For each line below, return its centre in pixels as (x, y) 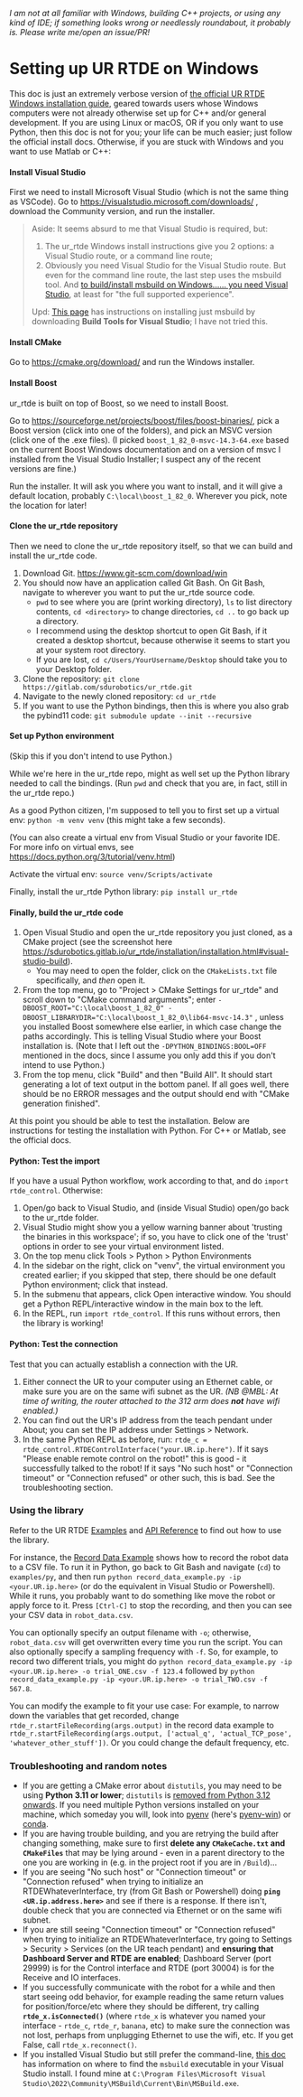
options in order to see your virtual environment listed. (123, 1247)
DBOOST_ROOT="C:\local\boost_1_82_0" (93, 1008)
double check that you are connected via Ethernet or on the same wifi (152, 1911)
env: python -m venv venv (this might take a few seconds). (117, 819)
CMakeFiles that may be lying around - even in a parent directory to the (154, 1853)
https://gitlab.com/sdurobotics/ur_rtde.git (107, 687)
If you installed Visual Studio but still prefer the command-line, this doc (154, 2055)
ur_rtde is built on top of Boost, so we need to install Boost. (119, 403)
